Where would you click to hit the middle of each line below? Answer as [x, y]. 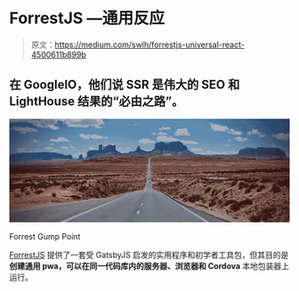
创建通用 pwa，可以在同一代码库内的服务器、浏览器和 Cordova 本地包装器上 [149, 266]
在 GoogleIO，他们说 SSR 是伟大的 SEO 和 [125, 85]
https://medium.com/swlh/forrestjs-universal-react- [149, 44]
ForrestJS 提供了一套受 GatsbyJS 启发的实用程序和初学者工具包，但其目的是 [149, 255]
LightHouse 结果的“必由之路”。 [97, 102]
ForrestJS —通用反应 [87, 18]
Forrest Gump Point [45, 237]
